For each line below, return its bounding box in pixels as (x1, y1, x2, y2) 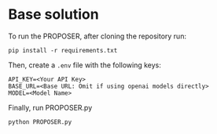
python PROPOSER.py (8, 118, 72, 126)
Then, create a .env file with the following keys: (8, 60, 161, 70)
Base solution (8, 5, 100, 24)
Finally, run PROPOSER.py (8, 103, 93, 112)
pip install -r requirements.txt (8, 46, 118, 54)
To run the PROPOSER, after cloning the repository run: (8, 31, 187, 41)
